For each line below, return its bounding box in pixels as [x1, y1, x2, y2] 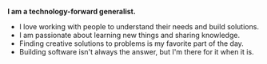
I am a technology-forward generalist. [7, 7, 137, 16]
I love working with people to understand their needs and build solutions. [18, 22, 259, 31]
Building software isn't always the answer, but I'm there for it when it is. [18, 47, 254, 56]
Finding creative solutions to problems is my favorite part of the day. [18, 39, 245, 48]
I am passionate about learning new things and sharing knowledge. [18, 31, 241, 40]
